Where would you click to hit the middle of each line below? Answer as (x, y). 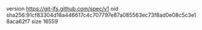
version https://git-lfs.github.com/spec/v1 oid (62, 9)
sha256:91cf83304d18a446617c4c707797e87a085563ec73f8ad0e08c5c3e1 (101, 15)
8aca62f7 (18, 21)
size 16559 (45, 21)
